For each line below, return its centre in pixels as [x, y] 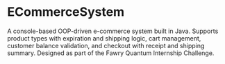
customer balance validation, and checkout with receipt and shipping [106, 45]
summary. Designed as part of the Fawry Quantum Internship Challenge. [111, 53]
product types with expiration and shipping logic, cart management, [104, 38]
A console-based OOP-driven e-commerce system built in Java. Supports [113, 31]
